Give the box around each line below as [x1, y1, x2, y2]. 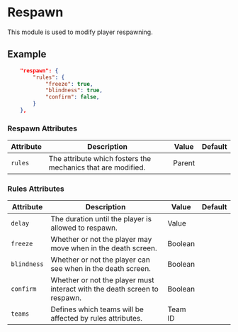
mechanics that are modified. [48, 162, 146, 172]
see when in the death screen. [50, 264, 151, 274]
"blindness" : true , [45, 87, 103, 94]
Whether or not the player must [50, 275, 154, 285]
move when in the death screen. [50, 243, 157, 253]
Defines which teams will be [50, 304, 144, 314]
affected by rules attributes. [50, 314, 143, 323]
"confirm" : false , [45, 94, 100, 101]
